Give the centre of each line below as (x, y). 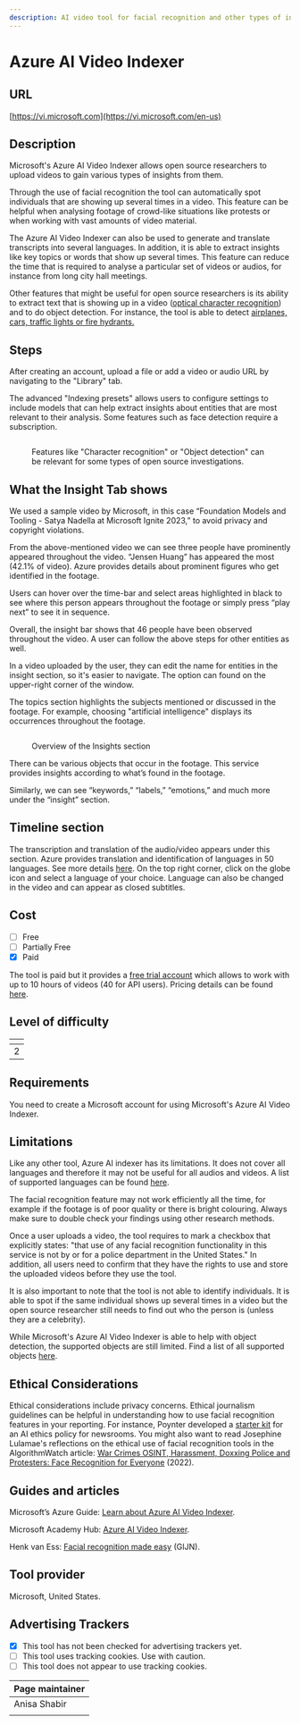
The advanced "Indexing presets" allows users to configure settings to (139, 398)
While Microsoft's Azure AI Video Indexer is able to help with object (133, 1337)
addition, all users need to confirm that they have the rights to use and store (149, 1264)
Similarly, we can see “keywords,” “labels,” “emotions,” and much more (140, 791)
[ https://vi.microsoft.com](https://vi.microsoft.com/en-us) (115, 116)
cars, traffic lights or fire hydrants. (72, 322)
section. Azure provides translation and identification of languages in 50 (142, 858)
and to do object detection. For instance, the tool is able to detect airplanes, (148, 313)
